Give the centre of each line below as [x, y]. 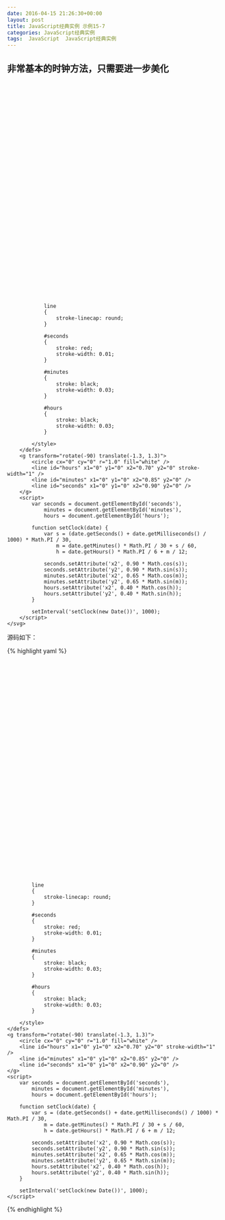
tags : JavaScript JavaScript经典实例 [62, 39]
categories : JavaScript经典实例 [51, 33]
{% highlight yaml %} [37, 650]
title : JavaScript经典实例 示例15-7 [56, 26]
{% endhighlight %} [35, 1209]
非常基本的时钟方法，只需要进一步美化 [88, 68]
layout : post [26, 20]
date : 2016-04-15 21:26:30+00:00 [55, 13]
